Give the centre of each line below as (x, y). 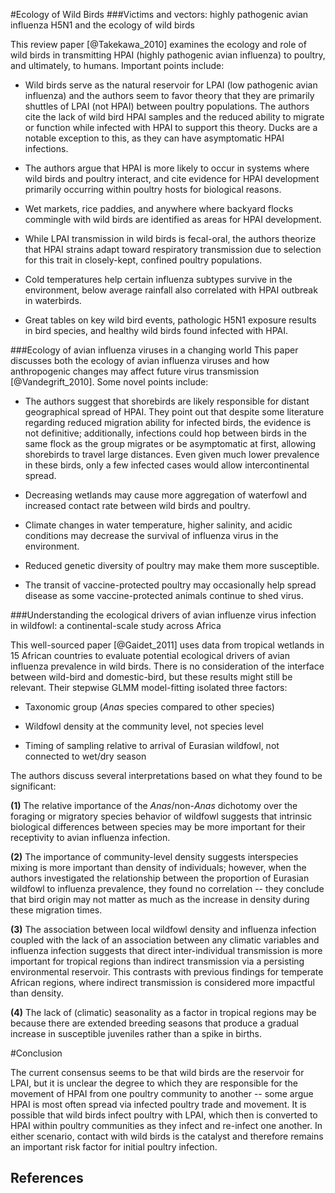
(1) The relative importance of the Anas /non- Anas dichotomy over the (154, 805)
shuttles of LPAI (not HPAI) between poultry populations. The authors (167, 106)
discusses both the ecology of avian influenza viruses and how (140, 360)
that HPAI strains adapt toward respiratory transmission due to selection (173, 249)
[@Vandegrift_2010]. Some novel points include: (109, 382)
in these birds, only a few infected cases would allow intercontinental (167, 465)
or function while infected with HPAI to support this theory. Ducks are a (171, 127)
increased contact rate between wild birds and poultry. (137, 505)
